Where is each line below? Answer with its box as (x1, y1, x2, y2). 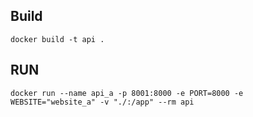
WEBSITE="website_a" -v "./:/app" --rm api (10, 97, 195, 107)
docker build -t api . (10, 34, 105, 44)
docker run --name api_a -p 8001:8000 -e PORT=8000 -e (10, 88, 244, 98)
